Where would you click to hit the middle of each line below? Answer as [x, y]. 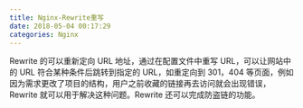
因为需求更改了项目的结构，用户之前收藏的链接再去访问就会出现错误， [140, 84]
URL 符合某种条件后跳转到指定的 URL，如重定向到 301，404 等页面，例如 [156, 72]
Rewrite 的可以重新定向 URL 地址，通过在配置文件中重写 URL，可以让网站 [147, 61]
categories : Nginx [44, 34]
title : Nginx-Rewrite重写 [57, 18]
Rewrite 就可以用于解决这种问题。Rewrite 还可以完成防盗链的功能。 [135, 94]
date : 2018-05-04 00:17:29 [60, 26]
